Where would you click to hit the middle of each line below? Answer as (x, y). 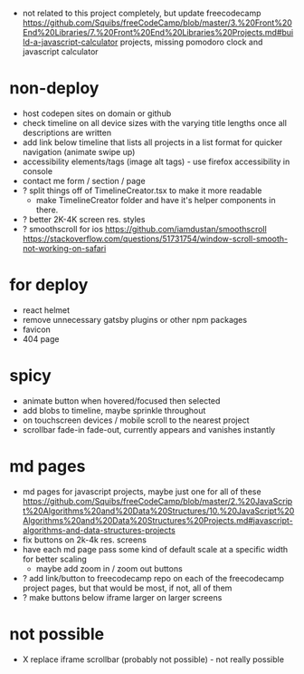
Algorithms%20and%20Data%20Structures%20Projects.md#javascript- (158, 520)
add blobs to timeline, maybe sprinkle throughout (114, 410)
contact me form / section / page (84, 181)
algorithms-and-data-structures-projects (99, 530)
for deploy (49, 285)
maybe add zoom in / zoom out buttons (109, 568)
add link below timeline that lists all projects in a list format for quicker (152, 142)
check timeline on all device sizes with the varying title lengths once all (155, 122)
